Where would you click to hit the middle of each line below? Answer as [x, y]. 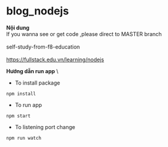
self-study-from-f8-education [43, 47]
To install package [37, 83]
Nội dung [18, 28]
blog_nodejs [37, 11]
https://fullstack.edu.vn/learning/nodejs [55, 59]
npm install [21, 94]
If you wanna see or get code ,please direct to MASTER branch [84, 34]
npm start [19, 116]
